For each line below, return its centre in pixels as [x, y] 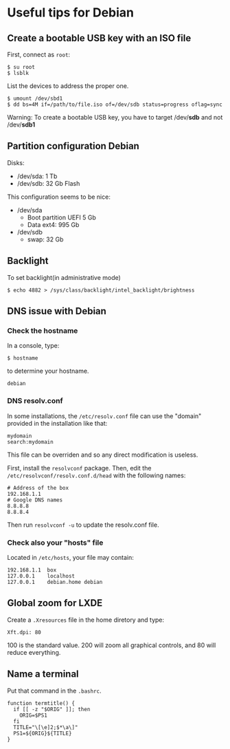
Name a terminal [43, 674]
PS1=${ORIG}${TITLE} [43, 733]
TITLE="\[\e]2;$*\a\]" [46, 727]
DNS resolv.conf [35, 401]
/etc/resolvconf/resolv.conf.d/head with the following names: [96, 475]
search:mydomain [30, 442]
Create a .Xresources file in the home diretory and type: [86, 620]
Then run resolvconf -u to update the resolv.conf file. [83, 525]
